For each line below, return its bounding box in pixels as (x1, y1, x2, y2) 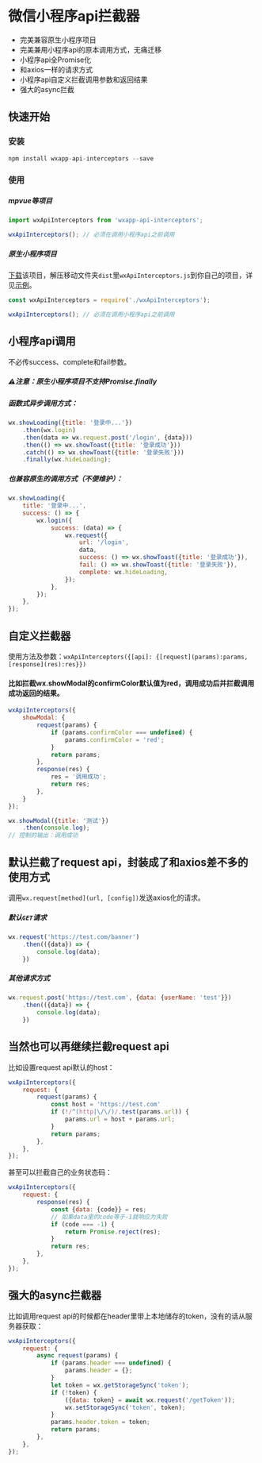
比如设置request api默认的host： (8, 1062, 115, 1072)
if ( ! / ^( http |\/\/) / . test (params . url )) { (50, 1108, 190, 1116)
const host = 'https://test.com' (50, 1101, 161, 1109)
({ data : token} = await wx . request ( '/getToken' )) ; (64, 1395, 236, 1404)
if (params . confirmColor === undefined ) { (50, 728, 193, 736)
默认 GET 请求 (8, 913, 47, 922)
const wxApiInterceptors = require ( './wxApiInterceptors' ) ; (8, 296, 211, 304)
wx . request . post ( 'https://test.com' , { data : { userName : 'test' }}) (8, 994, 232, 1002)
